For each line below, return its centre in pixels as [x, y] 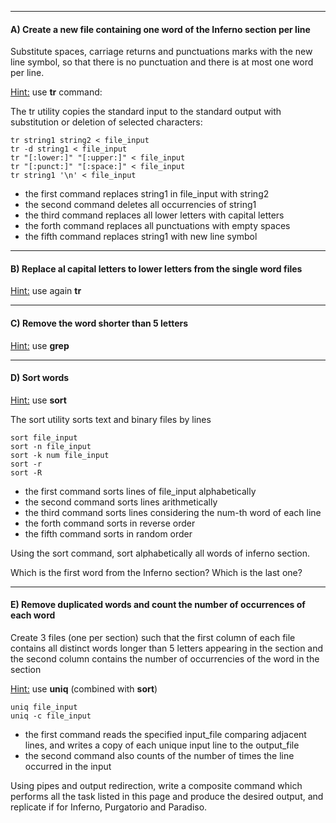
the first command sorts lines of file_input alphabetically [140, 491]
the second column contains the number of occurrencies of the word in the [165, 659]
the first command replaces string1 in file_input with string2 [147, 194]
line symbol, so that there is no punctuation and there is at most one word [162, 62]
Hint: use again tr [46, 291]
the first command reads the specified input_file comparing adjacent [165, 735]
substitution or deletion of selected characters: [106, 122]
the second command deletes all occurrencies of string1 [140, 205]
